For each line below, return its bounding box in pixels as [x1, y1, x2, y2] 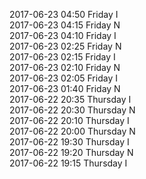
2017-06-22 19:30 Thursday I [9, 136, 130, 148]
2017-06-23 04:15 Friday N [9, 19, 121, 31]
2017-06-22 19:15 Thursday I [9, 157, 128, 169]
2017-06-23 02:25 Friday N [9, 40, 122, 52]
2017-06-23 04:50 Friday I [9, 9, 119, 20]
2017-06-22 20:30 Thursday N [9, 104, 136, 116]
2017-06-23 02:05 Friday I [9, 72, 118, 84]
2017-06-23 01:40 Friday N [9, 83, 121, 94]
